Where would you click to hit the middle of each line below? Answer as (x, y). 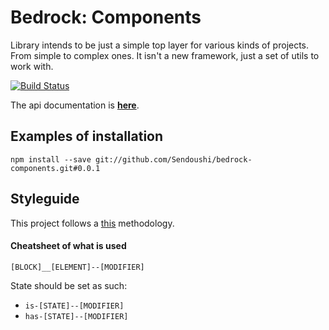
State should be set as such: (69, 285)
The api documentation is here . (75, 105)
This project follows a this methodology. (92, 223)
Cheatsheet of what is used (68, 246)
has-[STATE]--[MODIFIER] (76, 316)
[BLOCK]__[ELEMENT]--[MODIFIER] (77, 267)
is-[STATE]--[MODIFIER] (74, 306)
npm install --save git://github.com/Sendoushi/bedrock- (131, 159)
